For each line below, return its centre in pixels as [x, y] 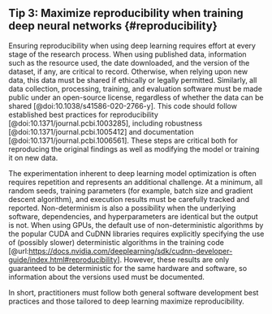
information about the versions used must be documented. [107, 277]
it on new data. [33, 157]
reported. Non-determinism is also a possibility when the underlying [122, 208]
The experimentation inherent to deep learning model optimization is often [133, 173]
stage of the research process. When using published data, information [127, 54]
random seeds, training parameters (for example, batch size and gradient [131, 191]
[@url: [19, 251]
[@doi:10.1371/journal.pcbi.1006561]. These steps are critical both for [123, 140]
